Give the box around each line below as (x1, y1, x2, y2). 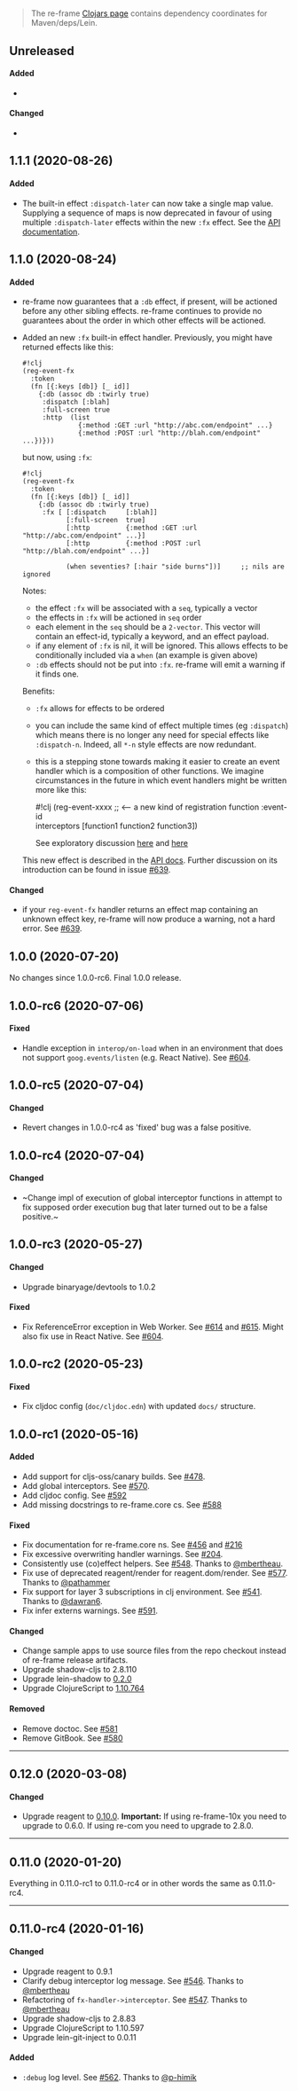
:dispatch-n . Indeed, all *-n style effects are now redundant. (35, 740, 257, 750)
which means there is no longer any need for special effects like (35, 730, 270, 740)
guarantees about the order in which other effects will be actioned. (21, 315, 266, 326)
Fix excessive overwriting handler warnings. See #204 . (21, 1549, 223, 1560)
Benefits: (21, 686, 55, 697)
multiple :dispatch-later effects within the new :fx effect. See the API (21, 216, 281, 227)
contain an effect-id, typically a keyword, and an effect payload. (35, 631, 269, 642)
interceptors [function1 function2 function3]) (35, 820, 198, 832)
